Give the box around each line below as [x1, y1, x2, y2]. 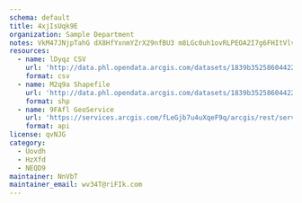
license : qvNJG [9, 130, 67, 139]
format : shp [25, 96, 70, 106]
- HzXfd [17, 154, 47, 164]
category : [9, 138, 47, 147]
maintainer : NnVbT [9, 172, 78, 181]
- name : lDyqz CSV [17, 55, 87, 64]
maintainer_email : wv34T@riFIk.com [9, 181, 143, 190]
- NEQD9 [17, 163, 47, 172]
